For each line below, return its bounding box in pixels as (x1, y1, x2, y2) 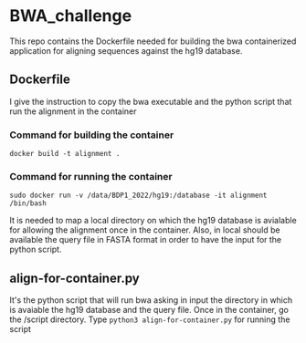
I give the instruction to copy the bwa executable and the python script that (9, 96, 292, 107)
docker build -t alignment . (9, 150, 121, 159)
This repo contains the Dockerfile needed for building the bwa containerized (9, 36, 297, 47)
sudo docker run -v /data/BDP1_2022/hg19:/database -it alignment (9, 191, 268, 201)
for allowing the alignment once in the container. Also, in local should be (9, 224, 280, 235)
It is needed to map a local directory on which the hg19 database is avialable (9, 215, 297, 226)
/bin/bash (9, 199, 47, 208)
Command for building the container (9, 129, 174, 141)
